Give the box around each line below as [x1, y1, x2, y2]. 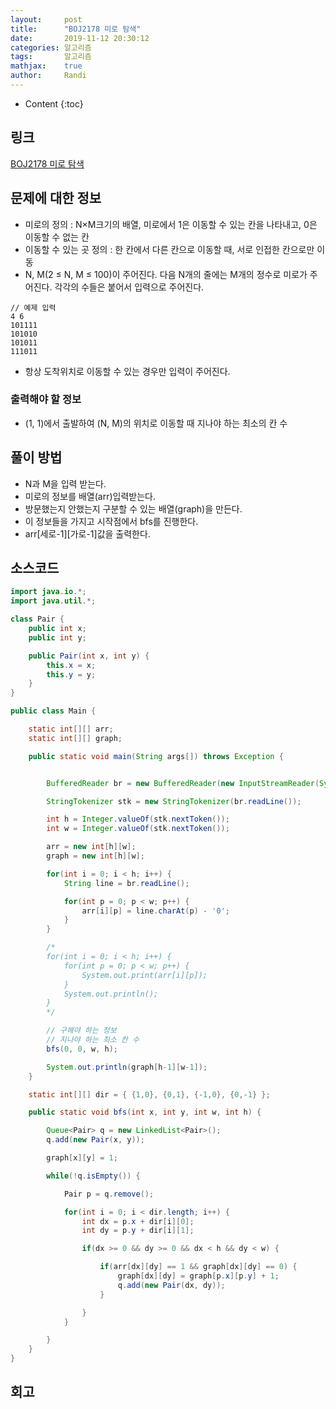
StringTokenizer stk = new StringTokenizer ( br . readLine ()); [46, 796, 302, 806]
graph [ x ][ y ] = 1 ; [46, 1153, 118, 1163]
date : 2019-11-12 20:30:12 [10, 33, 150, 43]
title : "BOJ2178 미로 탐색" [10, 24, 142, 34]
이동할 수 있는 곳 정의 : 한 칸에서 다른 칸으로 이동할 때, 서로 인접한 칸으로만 [24, 243, 315, 255]
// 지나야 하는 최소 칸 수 [46, 1035, 140, 1045]
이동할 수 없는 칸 [24, 231, 90, 243]
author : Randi [10, 71, 87, 81]
